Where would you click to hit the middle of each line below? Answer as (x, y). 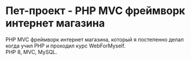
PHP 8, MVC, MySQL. (31, 52)
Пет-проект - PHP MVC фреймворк (95, 11)
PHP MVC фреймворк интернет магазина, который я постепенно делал (95, 39)
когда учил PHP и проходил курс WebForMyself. (66, 46)
